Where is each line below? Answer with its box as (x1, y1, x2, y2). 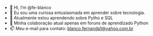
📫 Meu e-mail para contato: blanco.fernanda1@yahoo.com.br (9, 26, 134, 31)
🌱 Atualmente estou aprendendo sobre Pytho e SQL (9, 15, 113, 20)
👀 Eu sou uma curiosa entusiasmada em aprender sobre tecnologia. (9, 10, 146, 16)
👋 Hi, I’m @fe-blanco (9, 5, 51, 10)
